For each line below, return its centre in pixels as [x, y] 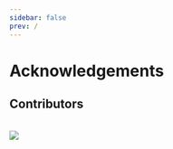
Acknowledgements [87, 71]
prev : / [24, 26]
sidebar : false [38, 18]
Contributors [47, 104]
